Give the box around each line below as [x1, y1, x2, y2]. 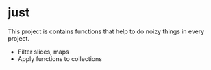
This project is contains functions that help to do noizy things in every [8, 27, 205, 35]
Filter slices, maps [17, 48, 69, 56]
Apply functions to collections [17, 54, 102, 63]
